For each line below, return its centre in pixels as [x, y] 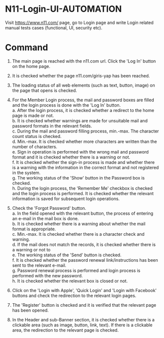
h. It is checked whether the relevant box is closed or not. [70, 281]
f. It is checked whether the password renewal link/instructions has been [85, 260]
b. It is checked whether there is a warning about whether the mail [79, 224]
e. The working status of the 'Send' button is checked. [67, 255]
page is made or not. [33, 115]
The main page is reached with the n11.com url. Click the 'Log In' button [84, 61]
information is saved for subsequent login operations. [66, 199]
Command [27, 48]
